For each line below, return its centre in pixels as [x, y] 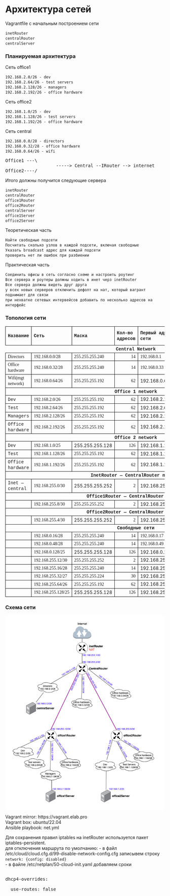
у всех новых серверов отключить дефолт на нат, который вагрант [75, 290]
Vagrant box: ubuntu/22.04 [33, 822]
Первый [148, 333]
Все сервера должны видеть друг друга [46, 285]
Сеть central [18, 131]
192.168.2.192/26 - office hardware [44, 92]
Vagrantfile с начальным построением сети [52, 23]
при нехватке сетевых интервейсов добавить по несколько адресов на [79, 300]
